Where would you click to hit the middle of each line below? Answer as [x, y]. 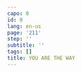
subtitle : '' [26, 45]
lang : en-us [24, 26]
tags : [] [20, 52]
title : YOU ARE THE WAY [41, 58]
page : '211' [24, 33]
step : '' [20, 39]
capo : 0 [18, 13]
